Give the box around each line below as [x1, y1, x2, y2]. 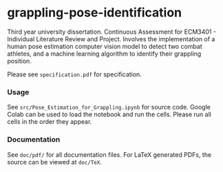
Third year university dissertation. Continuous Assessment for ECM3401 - [7, 28, 217, 36]
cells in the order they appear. [7, 118, 92, 126]
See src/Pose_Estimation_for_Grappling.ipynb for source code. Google [7, 103, 211, 111]
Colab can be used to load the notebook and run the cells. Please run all [7, 110, 211, 118]
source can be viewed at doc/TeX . [7, 158, 102, 166]
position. [7, 56, 32, 65]
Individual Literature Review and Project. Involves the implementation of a [7, 34, 215, 43]
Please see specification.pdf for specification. [7, 70, 142, 78]
